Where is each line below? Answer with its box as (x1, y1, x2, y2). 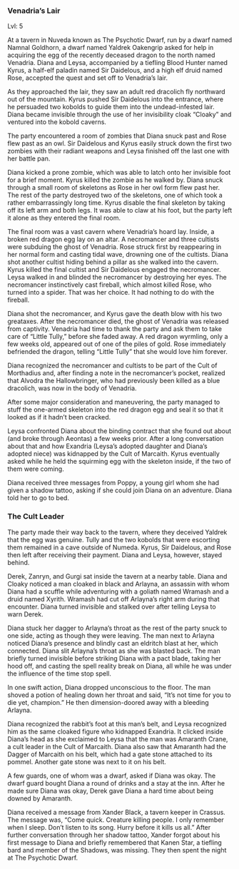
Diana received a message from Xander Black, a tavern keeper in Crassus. (7, 808, 226, 816)
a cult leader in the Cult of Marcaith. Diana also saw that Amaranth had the (7, 742, 227, 751)
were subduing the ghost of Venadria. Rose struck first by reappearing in (7, 243, 222, 251)
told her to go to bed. (7, 494, 70, 502)
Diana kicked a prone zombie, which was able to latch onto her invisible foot (7, 168, 231, 177)
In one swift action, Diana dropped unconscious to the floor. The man (7, 683, 211, 691)
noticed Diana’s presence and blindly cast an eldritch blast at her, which (7, 639, 219, 647)
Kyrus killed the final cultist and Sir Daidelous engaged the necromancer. (7, 265, 221, 274)
